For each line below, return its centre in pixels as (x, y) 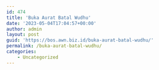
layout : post (23, 35)
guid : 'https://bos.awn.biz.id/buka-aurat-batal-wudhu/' (80, 40)
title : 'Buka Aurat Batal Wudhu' (49, 18)
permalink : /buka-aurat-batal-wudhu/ (54, 46)
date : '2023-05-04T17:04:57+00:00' (51, 23)
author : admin (24, 29)
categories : (21, 52)
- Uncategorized (38, 57)
